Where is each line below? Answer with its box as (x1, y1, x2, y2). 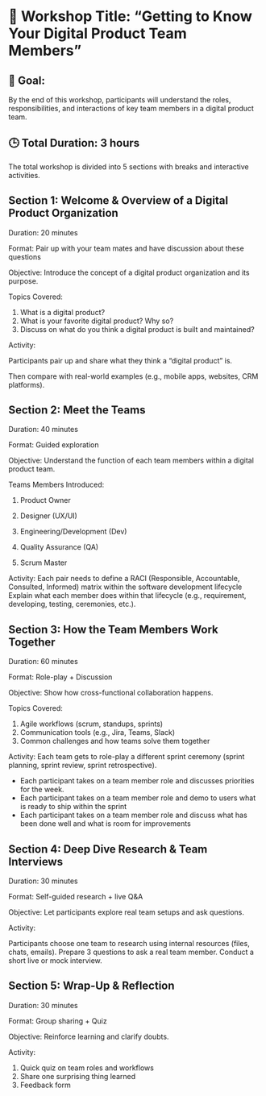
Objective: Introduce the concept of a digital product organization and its (8, 268, 250, 277)
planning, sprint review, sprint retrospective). (8, 761, 157, 770)
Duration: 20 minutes (8, 227, 78, 237)
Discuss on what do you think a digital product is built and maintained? (19, 324, 256, 334)
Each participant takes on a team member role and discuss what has (19, 810, 247, 820)
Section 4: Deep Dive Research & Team (8, 842, 208, 856)
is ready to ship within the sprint (19, 802, 127, 812)
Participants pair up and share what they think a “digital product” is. (8, 355, 232, 365)
